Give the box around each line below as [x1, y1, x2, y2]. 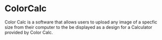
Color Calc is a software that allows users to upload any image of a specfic [4, 19, 158, 25]
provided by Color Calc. [4, 29, 53, 35]
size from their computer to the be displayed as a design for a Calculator [4, 24, 153, 30]
